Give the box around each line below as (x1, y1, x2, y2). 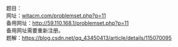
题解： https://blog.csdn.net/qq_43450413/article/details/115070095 (6, 35, 172, 41)
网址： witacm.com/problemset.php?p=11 (6, 12, 106, 19)
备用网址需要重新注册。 (6, 27, 64, 34)
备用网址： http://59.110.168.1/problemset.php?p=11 (6, 20, 129, 26)
